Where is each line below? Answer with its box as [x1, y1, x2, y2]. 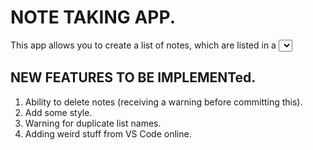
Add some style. [24, 106, 93, 118]
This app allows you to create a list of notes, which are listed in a [10, 39, 277, 51]
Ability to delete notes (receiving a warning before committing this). [24, 96, 303, 108]
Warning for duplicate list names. [24, 117, 162, 129]
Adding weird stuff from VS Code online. [24, 127, 192, 140]
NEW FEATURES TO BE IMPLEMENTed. [10, 69, 257, 86]
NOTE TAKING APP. [10, 6, 177, 29]
